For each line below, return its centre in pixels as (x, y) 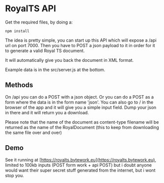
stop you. (15, 175)
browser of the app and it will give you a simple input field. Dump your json (81, 107)
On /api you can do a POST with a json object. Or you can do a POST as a (79, 97)
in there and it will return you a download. (47, 112)
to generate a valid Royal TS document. (45, 51)
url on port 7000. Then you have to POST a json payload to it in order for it (80, 45)
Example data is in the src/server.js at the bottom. (55, 70)
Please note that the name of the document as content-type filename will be (82, 122)
